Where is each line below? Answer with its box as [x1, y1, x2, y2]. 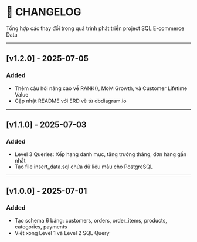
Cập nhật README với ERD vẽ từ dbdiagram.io [14, 97, 127, 104]
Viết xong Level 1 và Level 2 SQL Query [14, 230, 110, 236]
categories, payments [14, 223, 67, 230]
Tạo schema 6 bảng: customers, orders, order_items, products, [14, 217, 167, 224]
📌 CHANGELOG [6, 5, 81, 19]
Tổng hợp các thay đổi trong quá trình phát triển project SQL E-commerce [6, 25, 185, 32]
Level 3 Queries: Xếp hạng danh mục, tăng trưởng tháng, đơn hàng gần [14, 151, 186, 158]
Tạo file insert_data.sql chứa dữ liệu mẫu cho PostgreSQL [14, 163, 154, 170]
